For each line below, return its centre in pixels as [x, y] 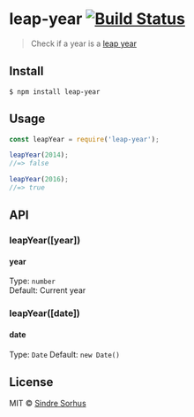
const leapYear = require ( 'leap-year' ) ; [85, 139]
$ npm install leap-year [55, 92]
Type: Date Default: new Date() [65, 354]
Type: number [32, 281]
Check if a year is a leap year [83, 43]
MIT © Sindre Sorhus [48, 404]
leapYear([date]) [45, 313]
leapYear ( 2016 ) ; [39, 180]
